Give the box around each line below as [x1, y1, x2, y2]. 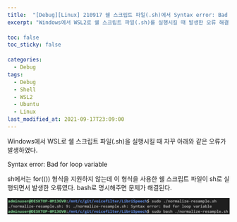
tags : [7, 71, 23, 78]
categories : [7, 57, 42, 64]
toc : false [7, 34, 39, 41]
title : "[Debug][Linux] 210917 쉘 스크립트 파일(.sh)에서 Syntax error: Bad [7, 11, 228, 18]
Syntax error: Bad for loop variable [7, 160, 108, 168]
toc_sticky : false [7, 41, 61, 49]
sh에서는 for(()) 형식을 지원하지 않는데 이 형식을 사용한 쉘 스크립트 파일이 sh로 [7, 174, 223, 183]
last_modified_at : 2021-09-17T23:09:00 [7, 116, 125, 123]
